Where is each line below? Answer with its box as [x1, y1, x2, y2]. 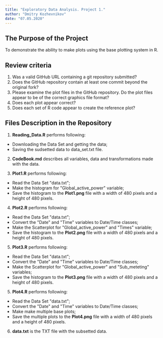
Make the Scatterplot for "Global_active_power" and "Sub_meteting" [12, 264, 149, 270]
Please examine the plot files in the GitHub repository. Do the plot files [12, 89, 153, 95]
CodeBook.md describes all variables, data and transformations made [12, 156, 153, 162]
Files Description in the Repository [5, 119, 112, 127]
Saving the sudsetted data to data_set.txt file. [12, 146, 103, 152]
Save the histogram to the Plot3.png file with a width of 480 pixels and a [12, 274, 158, 280]
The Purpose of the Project [5, 34, 89, 42]
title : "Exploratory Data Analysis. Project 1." [5, 7, 106, 12]
